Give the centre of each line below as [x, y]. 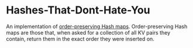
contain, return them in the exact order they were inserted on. [80, 39]
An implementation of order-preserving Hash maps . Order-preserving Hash [97, 26]
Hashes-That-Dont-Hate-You [78, 10]
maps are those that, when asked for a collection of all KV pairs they [88, 32]
